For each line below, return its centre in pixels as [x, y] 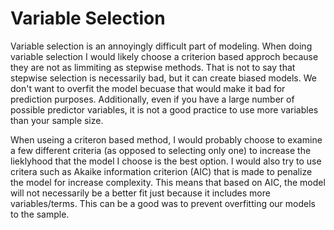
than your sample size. [57, 120]
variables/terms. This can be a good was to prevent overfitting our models [163, 203]
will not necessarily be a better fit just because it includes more [140, 193]
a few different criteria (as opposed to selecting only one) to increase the [161, 150]
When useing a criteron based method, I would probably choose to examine [166, 139]
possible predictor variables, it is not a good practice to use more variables [164, 109]
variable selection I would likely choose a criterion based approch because [164, 56]
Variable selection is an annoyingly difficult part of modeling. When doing [161, 46]
